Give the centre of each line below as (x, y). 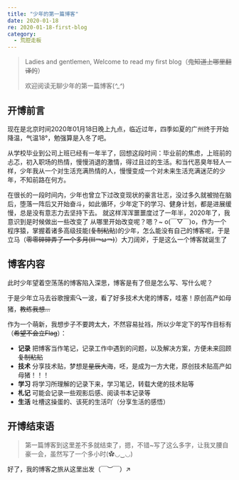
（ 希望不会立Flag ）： (37, 333)
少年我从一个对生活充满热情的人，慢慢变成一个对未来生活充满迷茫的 (119, 170)
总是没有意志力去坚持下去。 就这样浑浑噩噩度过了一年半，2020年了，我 (125, 213)
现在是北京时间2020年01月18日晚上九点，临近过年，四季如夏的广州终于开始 (118, 128)
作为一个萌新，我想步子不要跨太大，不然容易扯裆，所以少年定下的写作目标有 (119, 324)
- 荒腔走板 (28, 41)
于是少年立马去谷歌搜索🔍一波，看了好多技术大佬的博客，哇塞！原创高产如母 (119, 297)
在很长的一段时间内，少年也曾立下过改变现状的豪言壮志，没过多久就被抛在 (116, 195)
